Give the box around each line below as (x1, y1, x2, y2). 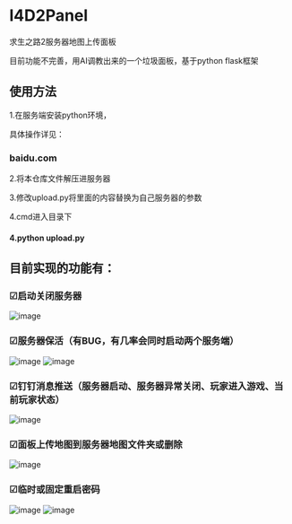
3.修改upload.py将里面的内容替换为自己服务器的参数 (9, 192, 202, 203)
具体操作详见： (9, 128, 64, 139)
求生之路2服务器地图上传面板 (9, 36, 116, 47)
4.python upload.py (9, 232, 85, 243)
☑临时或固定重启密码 (9, 484, 100, 496)
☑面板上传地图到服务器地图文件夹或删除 (9, 438, 184, 450)
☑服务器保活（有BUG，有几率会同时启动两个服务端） (9, 335, 239, 347)
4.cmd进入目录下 (9, 212, 73, 223)
